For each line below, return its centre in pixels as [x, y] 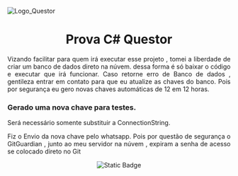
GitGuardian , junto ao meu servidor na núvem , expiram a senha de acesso [119, 144]
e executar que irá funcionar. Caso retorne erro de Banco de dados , [119, 74]
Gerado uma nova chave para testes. [72, 107]
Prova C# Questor [119, 40]
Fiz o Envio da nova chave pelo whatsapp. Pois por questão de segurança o [119, 136]
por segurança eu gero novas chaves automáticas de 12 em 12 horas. [108, 89]
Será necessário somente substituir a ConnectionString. [89, 123]
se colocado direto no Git [44, 151]
